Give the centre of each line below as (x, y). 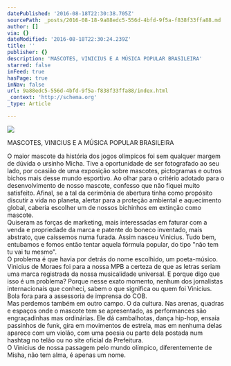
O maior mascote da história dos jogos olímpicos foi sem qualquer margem (114, 156)
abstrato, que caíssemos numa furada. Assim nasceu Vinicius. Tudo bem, (112, 237)
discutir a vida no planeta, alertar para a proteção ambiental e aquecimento (114, 200)
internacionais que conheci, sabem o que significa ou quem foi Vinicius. (110, 288)
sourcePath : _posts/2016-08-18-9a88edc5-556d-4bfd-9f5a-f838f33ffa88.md (114, 20)
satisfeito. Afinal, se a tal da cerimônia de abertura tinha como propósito (110, 193)
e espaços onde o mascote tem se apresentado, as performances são (107, 311)
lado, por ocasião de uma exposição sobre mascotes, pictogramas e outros (114, 171)
